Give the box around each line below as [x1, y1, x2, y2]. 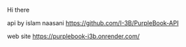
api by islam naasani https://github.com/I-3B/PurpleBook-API [7, 19, 179, 27]
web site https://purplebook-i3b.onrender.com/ [7, 32, 140, 40]
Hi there [7, 6, 29, 14]
